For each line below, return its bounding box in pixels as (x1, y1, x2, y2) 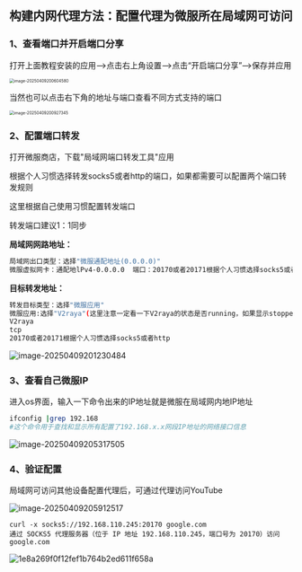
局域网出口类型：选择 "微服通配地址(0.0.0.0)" (9, 257, 162, 266)
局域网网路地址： (9, 239, 73, 250)
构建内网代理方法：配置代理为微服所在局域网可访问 (9, 8, 293, 24)
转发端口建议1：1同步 (9, 219, 87, 231)
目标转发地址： (9, 282, 65, 294)
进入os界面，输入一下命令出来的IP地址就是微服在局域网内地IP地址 (9, 396, 253, 407)
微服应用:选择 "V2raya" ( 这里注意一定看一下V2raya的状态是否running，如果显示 (9, 309, 270, 318)
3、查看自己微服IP (9, 374, 89, 387)
